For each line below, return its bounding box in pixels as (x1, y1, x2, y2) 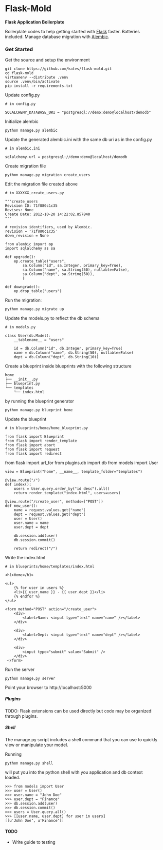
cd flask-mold (5, 71, 34, 76)
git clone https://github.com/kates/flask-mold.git (5, 66, 112, 71)
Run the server (5, 667, 35, 672)
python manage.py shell (5, 761, 54, 766)
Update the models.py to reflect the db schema (5, 315, 100, 321)
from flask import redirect (5, 451, 62, 456)
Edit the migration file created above (5, 181, 78, 187)
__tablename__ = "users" (14, 338, 64, 343)
